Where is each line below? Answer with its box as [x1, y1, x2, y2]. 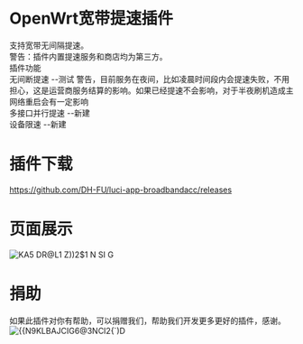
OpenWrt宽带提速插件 [9, 8, 174, 29]
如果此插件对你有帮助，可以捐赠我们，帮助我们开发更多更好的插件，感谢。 [9, 315, 286, 326]
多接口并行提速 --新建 [9, 107, 90, 118]
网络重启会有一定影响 [9, 96, 88, 107]
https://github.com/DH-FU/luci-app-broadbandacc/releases [9, 184, 233, 195]
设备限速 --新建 [9, 118, 67, 129]
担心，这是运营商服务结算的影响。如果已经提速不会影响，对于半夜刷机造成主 [9, 85, 294, 96]
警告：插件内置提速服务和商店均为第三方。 [9, 51, 168, 61]
